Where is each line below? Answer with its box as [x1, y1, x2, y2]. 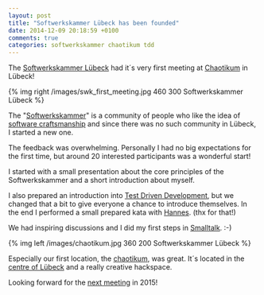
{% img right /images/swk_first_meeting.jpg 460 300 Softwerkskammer [8, 87, 244, 96]
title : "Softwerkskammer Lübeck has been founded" [8, 19, 180, 27]
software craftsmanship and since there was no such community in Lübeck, [8, 119, 257, 129]
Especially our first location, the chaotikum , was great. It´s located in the [8, 254, 245, 263]
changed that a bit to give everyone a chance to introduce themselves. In [8, 200, 248, 209]
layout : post [8, 11, 52, 20]
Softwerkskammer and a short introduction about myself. [8, 176, 195, 185]
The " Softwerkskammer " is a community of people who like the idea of [8, 111, 241, 120]
